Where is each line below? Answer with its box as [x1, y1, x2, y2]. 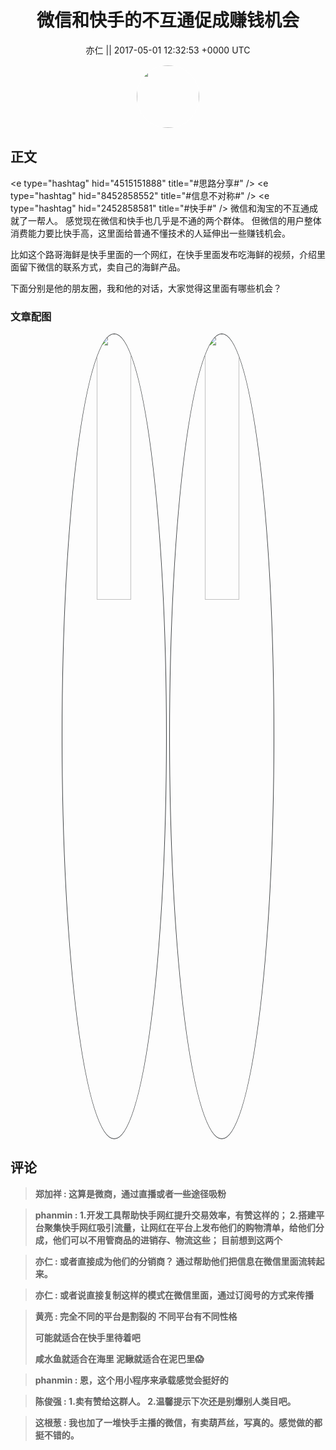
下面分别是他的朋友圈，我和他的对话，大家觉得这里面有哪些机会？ [10, 282, 282, 294]
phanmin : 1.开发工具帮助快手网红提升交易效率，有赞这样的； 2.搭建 [34, 1209, 317, 1221]
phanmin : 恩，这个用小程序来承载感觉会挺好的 [34, 1374, 229, 1386]
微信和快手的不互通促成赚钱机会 [36, 9, 300, 32]
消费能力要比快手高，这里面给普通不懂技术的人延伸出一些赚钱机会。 [10, 227, 291, 239]
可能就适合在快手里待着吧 [34, 1331, 141, 1343]
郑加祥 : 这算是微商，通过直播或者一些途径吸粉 [34, 1187, 227, 1200]
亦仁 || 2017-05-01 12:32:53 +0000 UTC [85, 44, 251, 56]
